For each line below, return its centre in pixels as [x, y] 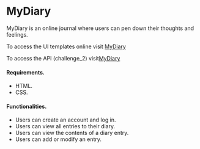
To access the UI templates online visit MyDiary [66, 46]
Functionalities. [27, 106]
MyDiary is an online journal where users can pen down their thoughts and [100, 28]
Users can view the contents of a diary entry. [72, 133]
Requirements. [25, 72]
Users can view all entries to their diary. [65, 126]
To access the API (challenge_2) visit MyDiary [63, 58]
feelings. [17, 34]
